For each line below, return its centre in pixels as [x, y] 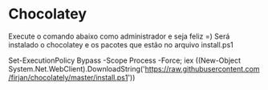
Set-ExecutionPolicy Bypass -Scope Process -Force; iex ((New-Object [125, 60]
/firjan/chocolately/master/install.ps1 [68, 77]
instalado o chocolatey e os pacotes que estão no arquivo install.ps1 [121, 44]
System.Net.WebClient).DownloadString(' [77, 68]
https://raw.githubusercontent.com [202, 68]
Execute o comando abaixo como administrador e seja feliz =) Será [119, 36]
